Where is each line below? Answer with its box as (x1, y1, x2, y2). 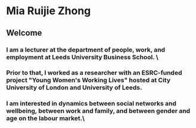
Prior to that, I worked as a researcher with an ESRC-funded (6, 69, 182, 77)
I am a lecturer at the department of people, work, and (6, 46, 166, 54)
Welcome (6, 28, 42, 38)
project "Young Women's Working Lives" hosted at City (6, 76, 171, 84)
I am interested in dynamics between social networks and (6, 100, 177, 108)
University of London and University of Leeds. (6, 84, 142, 92)
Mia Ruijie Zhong (6, 4, 91, 18)
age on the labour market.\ (6, 114, 85, 123)
